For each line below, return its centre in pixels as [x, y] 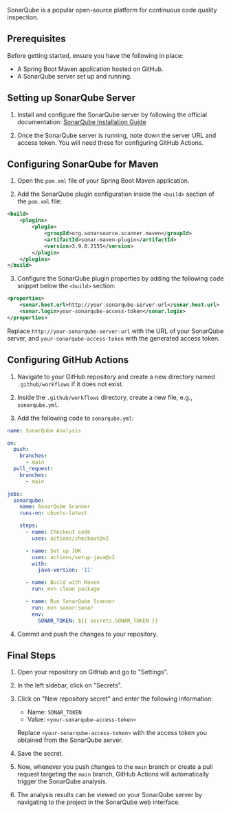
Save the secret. [40, 754]
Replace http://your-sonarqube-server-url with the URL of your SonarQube [115, 331]
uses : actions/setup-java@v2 [74, 557]
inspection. [23, 17]
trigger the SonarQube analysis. [62, 781]
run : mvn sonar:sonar [63, 608]
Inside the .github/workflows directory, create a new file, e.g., [104, 397]
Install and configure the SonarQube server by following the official [112, 114]
